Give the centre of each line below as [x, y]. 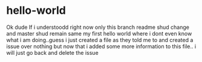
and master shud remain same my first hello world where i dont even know [99, 33]
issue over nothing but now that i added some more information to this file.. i [101, 46]
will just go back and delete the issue [52, 52]
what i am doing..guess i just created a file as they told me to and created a [100, 40]
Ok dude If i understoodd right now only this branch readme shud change [98, 27]
